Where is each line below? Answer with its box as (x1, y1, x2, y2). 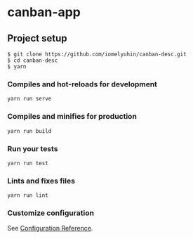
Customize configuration (7, 208, 95, 218)
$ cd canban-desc (7, 57, 58, 64)
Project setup (7, 32, 68, 44)
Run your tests (7, 143, 58, 153)
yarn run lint (7, 192, 49, 199)
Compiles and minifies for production (7, 112, 137, 122)
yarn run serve (7, 96, 52, 103)
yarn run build (7, 127, 52, 134)
